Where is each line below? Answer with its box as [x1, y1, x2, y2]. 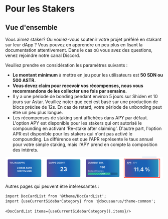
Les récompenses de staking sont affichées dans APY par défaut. [12, 115, 148, 121]
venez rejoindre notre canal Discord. [5, 52, 80, 58]
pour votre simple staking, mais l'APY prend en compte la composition [12, 141, 158, 148]
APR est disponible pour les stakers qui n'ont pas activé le [12, 131, 133, 136]
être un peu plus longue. [12, 109, 63, 115]
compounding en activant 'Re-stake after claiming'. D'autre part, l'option [12, 125, 162, 131]
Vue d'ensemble [5, 23, 58, 32]
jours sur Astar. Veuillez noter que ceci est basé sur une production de [12, 99, 158, 105]
